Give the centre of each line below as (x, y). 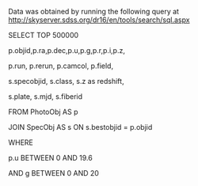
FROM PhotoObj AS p (43, 112)
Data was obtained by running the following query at (94, 11)
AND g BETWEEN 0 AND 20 (53, 173)
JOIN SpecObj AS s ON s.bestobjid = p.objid (80, 127)
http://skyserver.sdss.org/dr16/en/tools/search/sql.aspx (99, 20)
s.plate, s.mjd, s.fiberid (46, 97)
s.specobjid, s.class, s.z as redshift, (66, 81)
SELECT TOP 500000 (44, 35)
